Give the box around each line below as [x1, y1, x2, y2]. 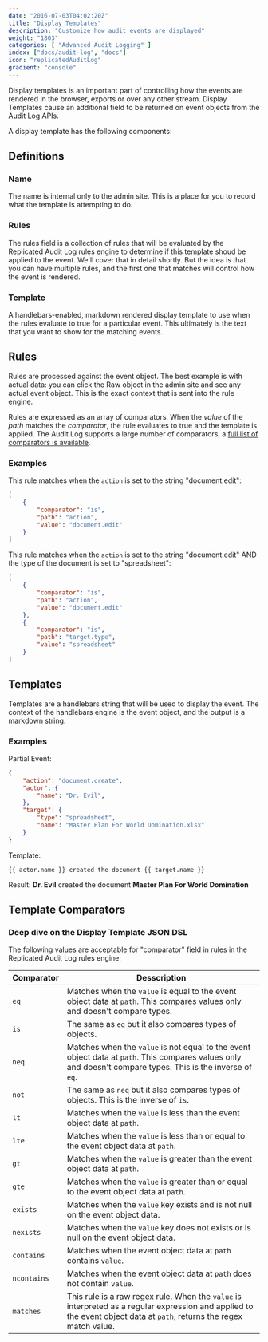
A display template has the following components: [8, 126, 172, 136]
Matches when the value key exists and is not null [66, 1199, 253, 1210]
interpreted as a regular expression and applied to [66, 1301, 254, 1312]
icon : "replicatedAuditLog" [8, 57, 102, 65]
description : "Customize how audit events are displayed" [8, 26, 205, 34]
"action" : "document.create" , [22, 776, 124, 784]
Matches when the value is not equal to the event [66, 1042, 251, 1053]
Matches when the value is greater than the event [66, 1154, 253, 1165]
